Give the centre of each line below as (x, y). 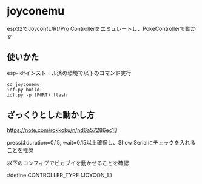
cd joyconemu (23, 84)
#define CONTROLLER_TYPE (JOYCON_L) (60, 175)
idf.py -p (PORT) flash (37, 95)
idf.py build (23, 90)
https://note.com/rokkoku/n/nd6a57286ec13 (62, 130)
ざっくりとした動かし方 (51, 115)
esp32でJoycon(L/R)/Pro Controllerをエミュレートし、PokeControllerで (96, 28)
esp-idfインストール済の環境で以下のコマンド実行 (69, 73)
